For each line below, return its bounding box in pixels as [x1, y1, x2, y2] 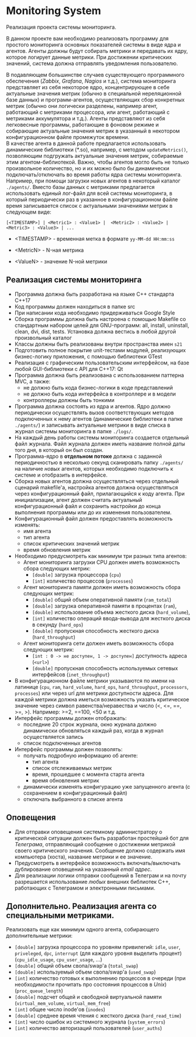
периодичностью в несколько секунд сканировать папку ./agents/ [14, 459, 184, 466]
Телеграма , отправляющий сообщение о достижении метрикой [14, 840, 176, 847]
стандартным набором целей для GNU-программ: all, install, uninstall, [14, 322, 190, 329]
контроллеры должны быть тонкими [23, 396, 115, 403]
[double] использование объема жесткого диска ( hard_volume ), [32, 609, 190, 616]
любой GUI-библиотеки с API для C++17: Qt [14, 365, 123, 372]
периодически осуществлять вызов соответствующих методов [14, 409, 174, 416]
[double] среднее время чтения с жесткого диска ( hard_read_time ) [14, 1012, 182, 1019]
